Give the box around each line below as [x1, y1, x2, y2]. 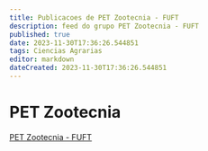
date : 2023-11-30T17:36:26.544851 [9, 38, 140, 48]
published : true [9, 30, 70, 39]
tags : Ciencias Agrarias [9, 47, 103, 56]
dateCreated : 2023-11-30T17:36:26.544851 [9, 64, 167, 73]
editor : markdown [9, 55, 75, 64]
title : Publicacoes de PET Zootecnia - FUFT [9, 13, 179, 22]
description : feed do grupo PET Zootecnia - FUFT [9, 22, 200, 31]
